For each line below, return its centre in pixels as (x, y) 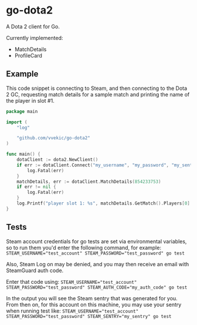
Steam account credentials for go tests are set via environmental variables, (96, 241)
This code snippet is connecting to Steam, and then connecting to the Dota (97, 88)
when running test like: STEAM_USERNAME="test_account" (72, 311)
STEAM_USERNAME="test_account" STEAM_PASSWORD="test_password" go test (95, 253)
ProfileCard (28, 55)
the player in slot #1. (30, 100)
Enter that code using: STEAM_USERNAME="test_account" (72, 282)
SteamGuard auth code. (35, 270)
